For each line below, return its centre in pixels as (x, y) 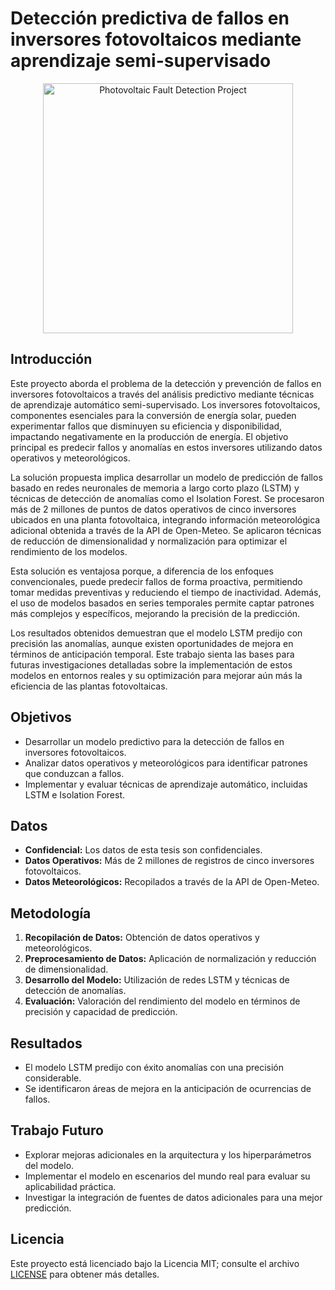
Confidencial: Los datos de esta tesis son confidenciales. (143, 850)
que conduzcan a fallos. (74, 773)
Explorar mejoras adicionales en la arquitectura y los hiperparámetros (168, 1154)
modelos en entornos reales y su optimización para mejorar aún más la (156, 675)
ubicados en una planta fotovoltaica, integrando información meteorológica (165, 519)
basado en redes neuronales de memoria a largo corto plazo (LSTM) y (155, 488)
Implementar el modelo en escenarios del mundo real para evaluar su (167, 1176)
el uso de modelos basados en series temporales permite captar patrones (162, 603)
